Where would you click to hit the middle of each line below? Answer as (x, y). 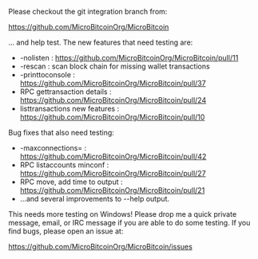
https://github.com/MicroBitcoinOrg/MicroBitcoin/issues (101, 247)
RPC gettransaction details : (65, 92)
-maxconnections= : (53, 148)
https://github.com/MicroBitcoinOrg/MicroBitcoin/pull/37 (113, 83)
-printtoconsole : (48, 75)
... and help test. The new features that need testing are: (101, 42)
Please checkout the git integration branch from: (88, 12)
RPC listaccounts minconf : (64, 165)
